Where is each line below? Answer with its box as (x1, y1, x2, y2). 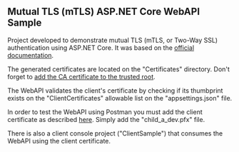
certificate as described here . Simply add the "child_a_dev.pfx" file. (7, 115, 205, 123)
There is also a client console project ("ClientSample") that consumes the (7, 128, 223, 138)
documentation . (7, 51, 54, 59)
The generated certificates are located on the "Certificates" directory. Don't (7, 64, 230, 74)
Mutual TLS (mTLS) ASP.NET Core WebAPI (7, 6, 200, 18)
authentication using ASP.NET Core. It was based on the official (7, 43, 195, 52)
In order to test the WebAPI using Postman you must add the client (7, 107, 203, 116)
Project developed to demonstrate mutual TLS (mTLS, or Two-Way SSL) (7, 36, 218, 44)
